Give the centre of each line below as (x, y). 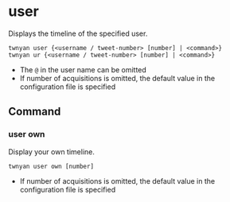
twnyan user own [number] (51, 166)
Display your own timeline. (52, 151)
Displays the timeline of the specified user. (78, 33)
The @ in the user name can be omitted (83, 69)
